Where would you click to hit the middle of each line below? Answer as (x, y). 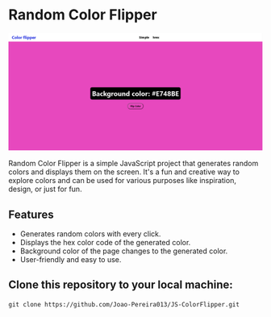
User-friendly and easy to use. (71, 260)
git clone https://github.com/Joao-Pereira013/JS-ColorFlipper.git (124, 304)
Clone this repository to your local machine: (121, 285)
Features (31, 214)
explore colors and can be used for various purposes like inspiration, (122, 181)
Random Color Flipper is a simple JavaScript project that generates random (133, 164)
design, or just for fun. (45, 189)
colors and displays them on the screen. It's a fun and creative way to (124, 172)
